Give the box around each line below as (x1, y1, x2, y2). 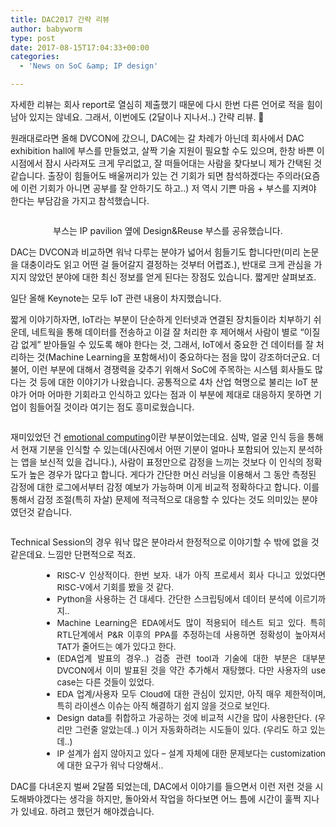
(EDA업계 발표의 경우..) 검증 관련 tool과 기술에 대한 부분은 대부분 (56, 653, 326, 664)
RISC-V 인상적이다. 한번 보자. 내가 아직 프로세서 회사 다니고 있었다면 (56, 570, 326, 581)
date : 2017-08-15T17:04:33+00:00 (10, 42, 150, 53)
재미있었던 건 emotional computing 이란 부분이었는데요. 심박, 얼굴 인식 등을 (10, 431, 305, 443)
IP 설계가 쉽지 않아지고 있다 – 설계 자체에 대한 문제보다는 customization (56, 748, 326, 759)
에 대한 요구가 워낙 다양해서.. (56, 760, 164, 771)
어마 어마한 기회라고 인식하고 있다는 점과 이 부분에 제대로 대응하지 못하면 (28, 389, 312, 400)
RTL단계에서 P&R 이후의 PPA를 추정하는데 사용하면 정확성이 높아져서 (56, 629, 326, 640)
